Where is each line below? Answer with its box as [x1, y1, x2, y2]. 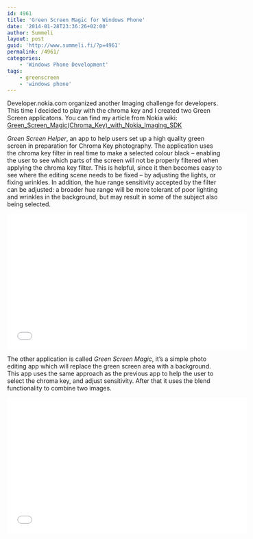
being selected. [7, 200, 51, 208]
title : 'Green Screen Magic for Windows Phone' [7, 16, 146, 23]
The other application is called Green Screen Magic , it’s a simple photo [7, 355, 207, 363]
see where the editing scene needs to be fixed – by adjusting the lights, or [7, 171, 216, 179]
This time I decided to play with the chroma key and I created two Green [7, 107, 211, 115]
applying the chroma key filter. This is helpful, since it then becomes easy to [7, 164, 222, 172]
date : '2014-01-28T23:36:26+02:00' [7, 23, 109, 30]
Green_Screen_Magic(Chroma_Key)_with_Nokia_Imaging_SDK [7, 121, 182, 129]
